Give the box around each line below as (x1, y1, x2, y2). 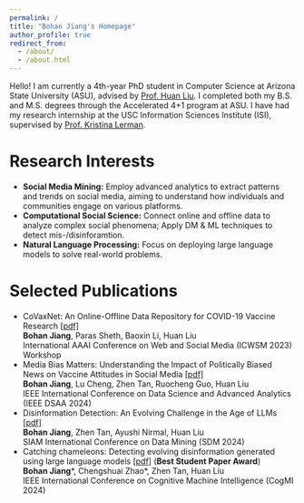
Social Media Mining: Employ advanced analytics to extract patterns (22, 181, 279, 192)
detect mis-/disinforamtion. (22, 229, 125, 240)
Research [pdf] (22, 320, 80, 331)
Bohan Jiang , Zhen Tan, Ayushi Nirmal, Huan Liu (22, 427, 204, 438)
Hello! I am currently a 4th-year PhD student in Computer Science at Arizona (9, 81, 296, 91)
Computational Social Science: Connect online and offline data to (22, 210, 270, 221)
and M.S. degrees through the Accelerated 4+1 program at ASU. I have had (9, 100, 290, 110)
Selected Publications (9, 281, 179, 301)
